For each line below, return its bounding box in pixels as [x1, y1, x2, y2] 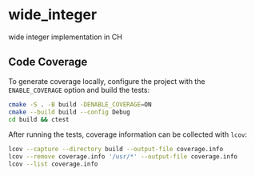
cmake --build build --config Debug [8, 108, 130, 116]
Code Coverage [8, 55, 88, 69]
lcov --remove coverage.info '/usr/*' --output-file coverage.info [8, 153, 238, 161]
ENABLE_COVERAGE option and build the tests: [8, 85, 150, 94]
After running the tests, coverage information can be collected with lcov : [8, 130, 248, 139]
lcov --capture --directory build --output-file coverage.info [8, 146, 224, 154]
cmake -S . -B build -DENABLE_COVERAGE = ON [8, 100, 152, 109]
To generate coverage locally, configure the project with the [8, 76, 205, 86]
